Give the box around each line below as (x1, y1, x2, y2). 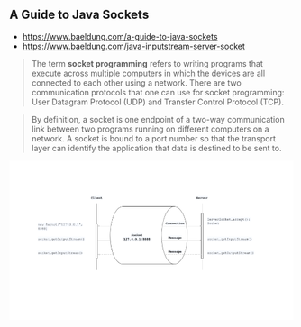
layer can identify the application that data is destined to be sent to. (31, 142, 282, 153)
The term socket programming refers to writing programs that (31, 58, 264, 68)
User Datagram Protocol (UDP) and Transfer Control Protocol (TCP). (31, 96, 284, 107)
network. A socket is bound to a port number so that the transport (31, 132, 277, 143)
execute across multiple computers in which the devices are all (31, 68, 266, 78)
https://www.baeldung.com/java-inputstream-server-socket (22, 41, 246, 51)
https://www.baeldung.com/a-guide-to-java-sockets (22, 31, 218, 41)
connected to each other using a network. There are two (31, 77, 242, 88)
